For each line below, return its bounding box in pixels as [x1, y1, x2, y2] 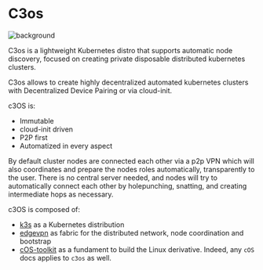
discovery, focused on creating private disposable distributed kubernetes [8, 54, 246, 63]
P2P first [19, 132, 48, 142]
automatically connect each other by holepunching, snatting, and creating [8, 181, 247, 190]
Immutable [19, 116, 54, 125]
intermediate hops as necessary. [8, 189, 114, 199]
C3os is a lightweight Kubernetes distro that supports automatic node [8, 45, 233, 55]
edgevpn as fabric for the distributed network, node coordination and [19, 228, 244, 237]
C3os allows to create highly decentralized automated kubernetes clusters [8, 77, 249, 87]
